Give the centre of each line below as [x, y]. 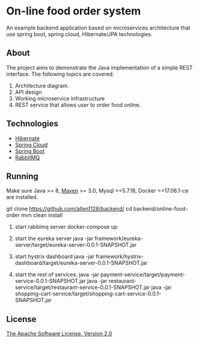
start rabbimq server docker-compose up [66, 227]
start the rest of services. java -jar [57, 274]
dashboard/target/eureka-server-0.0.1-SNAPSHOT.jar [81, 263]
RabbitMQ [27, 157]
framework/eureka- [119, 238]
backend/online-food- [161, 209]
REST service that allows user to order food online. [78, 105]
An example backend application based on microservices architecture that [98, 28]
